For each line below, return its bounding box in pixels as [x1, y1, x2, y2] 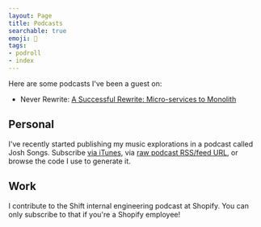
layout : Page [8, 11, 53, 20]
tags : [8, 42, 27, 50]
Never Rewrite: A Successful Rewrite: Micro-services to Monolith [19, 94, 237, 104]
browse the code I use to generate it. [8, 156, 131, 166]
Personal [8, 118, 55, 131]
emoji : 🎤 [8, 34, 38, 43]
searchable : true [8, 27, 67, 35]
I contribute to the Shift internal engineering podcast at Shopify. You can [8, 200, 249, 210]
